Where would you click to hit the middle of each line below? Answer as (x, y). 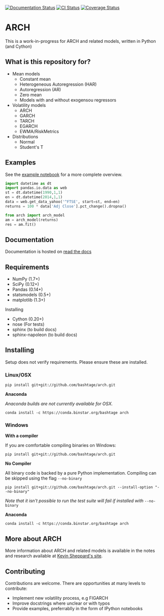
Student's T (31, 147)
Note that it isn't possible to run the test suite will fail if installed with (74, 501)
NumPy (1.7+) (26, 279)
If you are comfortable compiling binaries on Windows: (61, 445)
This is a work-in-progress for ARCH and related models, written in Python (81, 41)
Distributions (25, 137)
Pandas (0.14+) (28, 290)
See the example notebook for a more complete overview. (64, 174)
